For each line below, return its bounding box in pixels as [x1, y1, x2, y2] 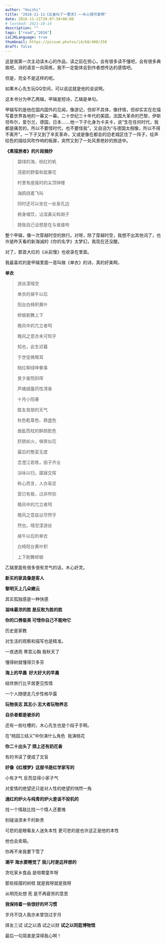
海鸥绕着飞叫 [17, 190, 43, 196]
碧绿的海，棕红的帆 [17, 158, 57, 164]
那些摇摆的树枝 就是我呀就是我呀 [5, 880, 72, 886]
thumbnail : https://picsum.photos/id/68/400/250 [5, 40, 107, 45]
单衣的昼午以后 [17, 291, 48, 297]
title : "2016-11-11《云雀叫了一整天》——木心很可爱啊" [5, 12, 107, 17]
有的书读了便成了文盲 [5, 753, 48, 760]
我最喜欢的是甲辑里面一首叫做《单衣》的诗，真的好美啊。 [5, 259, 122, 265]
